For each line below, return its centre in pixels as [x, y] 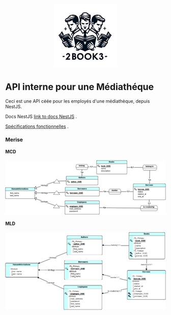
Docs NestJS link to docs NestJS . [41, 116]
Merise [14, 140]
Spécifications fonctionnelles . [37, 126]
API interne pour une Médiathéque [80, 87]
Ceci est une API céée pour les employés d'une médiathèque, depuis [78, 101]
